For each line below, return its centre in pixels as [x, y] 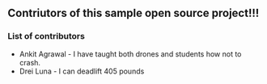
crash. [30, 62]
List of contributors [47, 36]
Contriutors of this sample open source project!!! [133, 13]
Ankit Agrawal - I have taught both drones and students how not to [130, 54]
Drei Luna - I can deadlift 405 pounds [82, 71]
